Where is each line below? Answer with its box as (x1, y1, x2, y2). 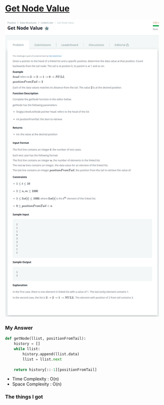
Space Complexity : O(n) (12, 381, 62, 387)
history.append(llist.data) (22, 352, 80, 356)
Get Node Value (5, 3, 70, 14)
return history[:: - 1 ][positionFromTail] (14, 367, 97, 372)
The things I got (5, 393, 43, 400)
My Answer (5, 324, 33, 331)
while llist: (14, 347, 41, 352)
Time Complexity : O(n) (12, 376, 60, 382)
